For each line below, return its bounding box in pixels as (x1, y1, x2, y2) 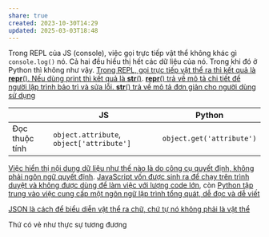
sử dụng (8, 91, 36, 101)
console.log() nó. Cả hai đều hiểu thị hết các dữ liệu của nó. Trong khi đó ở (8, 57, 258, 66)
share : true (8, 11, 48, 20)
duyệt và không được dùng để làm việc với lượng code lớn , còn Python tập (8, 180, 254, 190)
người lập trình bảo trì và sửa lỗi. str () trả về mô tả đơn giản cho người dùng (8, 82, 256, 92)
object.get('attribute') (162, 134, 257, 144)
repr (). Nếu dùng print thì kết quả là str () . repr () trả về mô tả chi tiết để (8, 73, 241, 84)
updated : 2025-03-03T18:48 (8, 26, 98, 34)
